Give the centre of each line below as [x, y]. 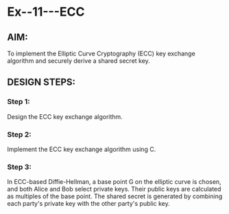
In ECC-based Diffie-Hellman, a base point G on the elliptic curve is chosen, [114, 182]
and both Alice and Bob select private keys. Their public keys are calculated [114, 189]
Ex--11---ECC [46, 12]
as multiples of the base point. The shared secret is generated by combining [115, 196]
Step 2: [20, 134]
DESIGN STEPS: [41, 82]
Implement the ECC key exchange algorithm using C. [82, 149]
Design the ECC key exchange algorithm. [65, 116]
